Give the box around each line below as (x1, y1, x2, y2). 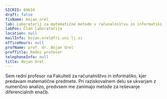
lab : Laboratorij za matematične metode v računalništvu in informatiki (5, 21, 162, 27)
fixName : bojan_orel (5, 17, 49, 22)
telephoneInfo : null (5, 54, 49, 60)
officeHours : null (5, 40, 44, 45)
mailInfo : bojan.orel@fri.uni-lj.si (5, 36, 83, 41)
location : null (5, 31, 38, 36)
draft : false (5, 12, 33, 17)
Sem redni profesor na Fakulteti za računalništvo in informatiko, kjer (5, 73, 147, 79)
